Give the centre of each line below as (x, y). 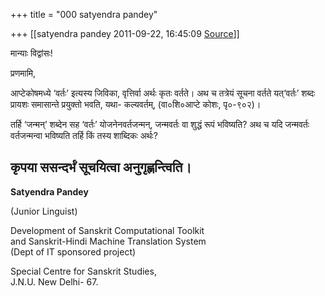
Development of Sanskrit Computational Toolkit (107, 230)
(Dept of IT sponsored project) (73, 251)
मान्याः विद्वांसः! (31, 53)
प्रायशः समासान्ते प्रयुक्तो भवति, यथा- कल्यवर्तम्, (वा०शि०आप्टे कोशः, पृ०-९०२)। (136, 104)
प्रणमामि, (23, 73)
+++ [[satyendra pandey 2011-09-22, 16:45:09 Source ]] (125, 33)
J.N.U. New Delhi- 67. (54, 281)
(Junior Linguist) (44, 211)
